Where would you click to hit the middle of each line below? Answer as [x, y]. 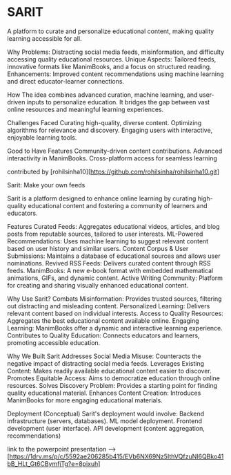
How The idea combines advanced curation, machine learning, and [102, 95]
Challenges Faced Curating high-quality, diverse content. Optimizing [104, 122]
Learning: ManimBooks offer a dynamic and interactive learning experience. [115, 328]
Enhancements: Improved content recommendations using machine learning [115, 74]
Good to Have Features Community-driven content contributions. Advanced [115, 151]
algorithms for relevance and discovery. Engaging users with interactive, [110, 130]
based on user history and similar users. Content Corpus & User [98, 248]
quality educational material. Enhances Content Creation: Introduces [104, 393]
